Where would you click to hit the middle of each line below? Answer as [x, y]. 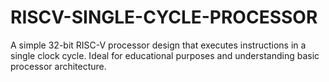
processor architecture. [58, 66]
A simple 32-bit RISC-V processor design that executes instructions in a [158, 45]
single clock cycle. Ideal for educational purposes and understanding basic [165, 55]
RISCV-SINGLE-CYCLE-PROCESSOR [164, 17]
